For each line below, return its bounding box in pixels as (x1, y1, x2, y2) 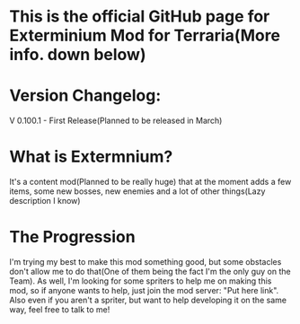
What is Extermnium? (9, 146, 173, 167)
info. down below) (9, 45, 146, 65)
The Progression (9, 227, 137, 248)
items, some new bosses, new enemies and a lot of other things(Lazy (9, 186, 266, 197)
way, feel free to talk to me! (9, 304, 110, 315)
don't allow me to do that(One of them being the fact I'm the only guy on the (9, 267, 291, 276)
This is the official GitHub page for (9, 6, 270, 27)
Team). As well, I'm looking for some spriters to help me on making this (9, 276, 272, 286)
